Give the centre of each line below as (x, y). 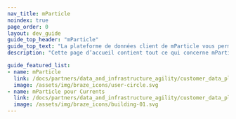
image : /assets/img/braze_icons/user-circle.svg (86, 85)
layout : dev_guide (34, 33)
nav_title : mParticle (39, 14)
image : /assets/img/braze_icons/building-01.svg (86, 105)
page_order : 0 (28, 27)
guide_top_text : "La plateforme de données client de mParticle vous (111, 46)
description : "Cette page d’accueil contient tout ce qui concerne (108, 53)
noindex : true (28, 20)
